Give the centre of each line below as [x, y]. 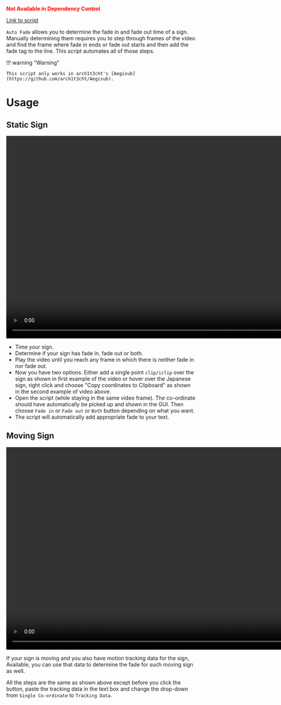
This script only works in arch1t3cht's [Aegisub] [71, 74]
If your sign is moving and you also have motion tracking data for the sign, [98, 658]
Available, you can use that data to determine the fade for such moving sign [100, 664]
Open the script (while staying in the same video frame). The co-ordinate [105, 398]
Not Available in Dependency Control [53, 9]
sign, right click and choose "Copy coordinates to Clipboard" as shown [103, 385]
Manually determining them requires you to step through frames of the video [101, 38]
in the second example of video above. [63, 391]
